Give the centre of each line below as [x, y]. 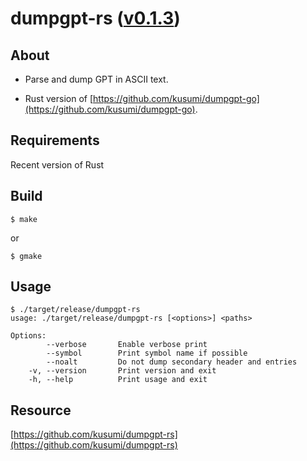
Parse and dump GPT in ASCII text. [96, 79]
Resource [41, 410]
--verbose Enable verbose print [127, 345]
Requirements [55, 140]
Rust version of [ [59, 98]
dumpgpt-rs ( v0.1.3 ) [95, 18]
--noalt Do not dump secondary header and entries [172, 362]
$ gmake [26, 256]
